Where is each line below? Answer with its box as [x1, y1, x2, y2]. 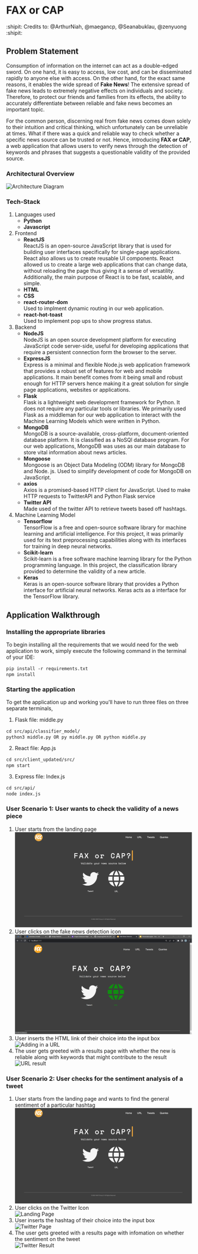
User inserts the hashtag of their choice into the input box [14, 1216, 155, 1223]
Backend [14, 324, 37, 331]
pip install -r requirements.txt [6, 666, 88, 672]
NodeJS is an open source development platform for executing [23, 336, 177, 344]
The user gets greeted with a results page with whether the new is [14, 1047, 176, 1055]
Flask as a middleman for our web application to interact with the [23, 411, 181, 418]
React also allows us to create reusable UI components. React [23, 255, 174, 262]
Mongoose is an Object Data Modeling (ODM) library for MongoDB [23, 461, 185, 468]
